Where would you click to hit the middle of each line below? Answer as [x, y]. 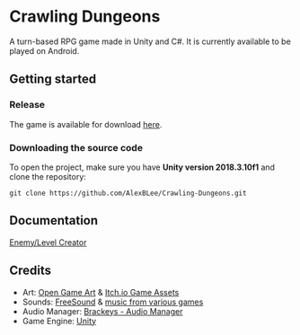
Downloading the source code [76, 147]
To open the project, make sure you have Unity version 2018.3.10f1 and [142, 167]
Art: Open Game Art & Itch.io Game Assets [101, 292]
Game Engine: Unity [59, 321]
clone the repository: [48, 176]
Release [27, 105]
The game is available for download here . [86, 124]
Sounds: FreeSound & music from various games [113, 302]
